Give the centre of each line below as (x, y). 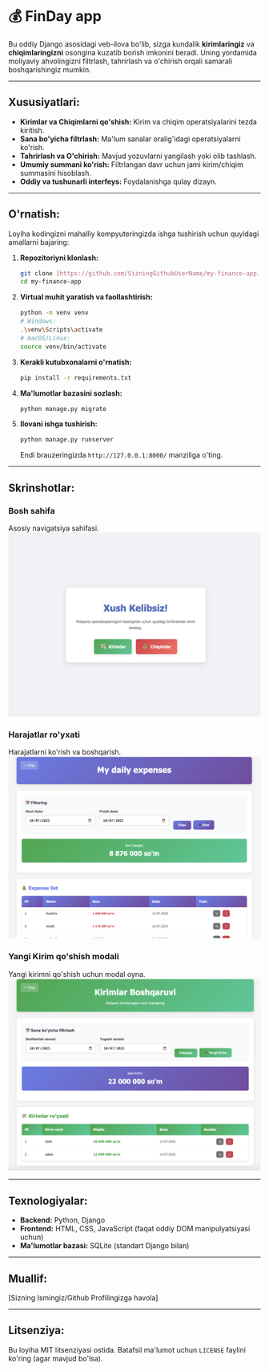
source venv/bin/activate (63, 347)
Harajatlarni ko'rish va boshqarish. (65, 752)
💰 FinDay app (55, 16)
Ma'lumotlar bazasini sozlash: (71, 393)
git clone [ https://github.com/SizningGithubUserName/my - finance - (133, 273)
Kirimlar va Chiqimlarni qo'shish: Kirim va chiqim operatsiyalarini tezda (139, 121)
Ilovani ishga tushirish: (58, 424)
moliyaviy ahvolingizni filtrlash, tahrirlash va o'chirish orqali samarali (120, 61)
